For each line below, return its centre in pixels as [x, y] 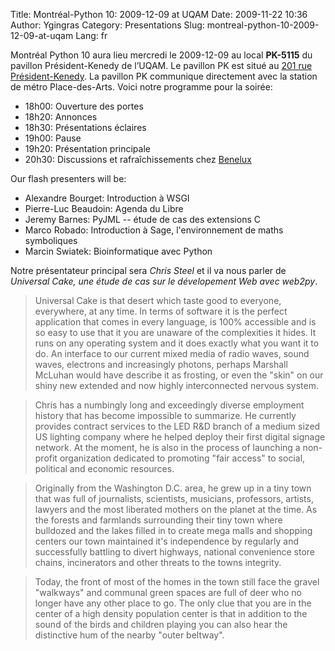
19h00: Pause [53, 138]
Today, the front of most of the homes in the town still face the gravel [177, 582]
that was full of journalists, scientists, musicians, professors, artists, [174, 498]
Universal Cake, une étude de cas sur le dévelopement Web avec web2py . [164, 281]
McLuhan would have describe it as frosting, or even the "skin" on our [179, 375]
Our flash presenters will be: [68, 178]
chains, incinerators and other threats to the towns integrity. [158, 562]
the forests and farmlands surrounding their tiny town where [158, 520]
